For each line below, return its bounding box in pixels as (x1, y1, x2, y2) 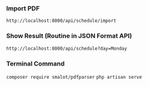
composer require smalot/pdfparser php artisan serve (6, 74, 142, 80)
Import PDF (6, 4, 40, 13)
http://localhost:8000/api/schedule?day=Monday (6, 45, 128, 52)
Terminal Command (6, 59, 65, 67)
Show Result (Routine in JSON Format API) (6, 32, 132, 40)
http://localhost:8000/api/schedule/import (6, 18, 117, 24)
